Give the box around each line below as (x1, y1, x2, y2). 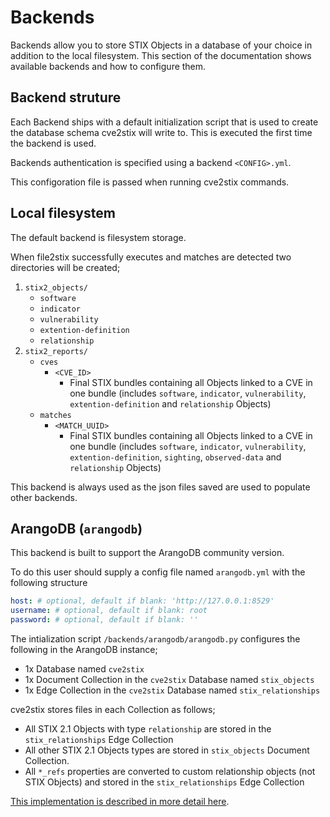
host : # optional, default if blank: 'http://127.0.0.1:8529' (10, 596, 275, 606)
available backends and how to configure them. (10, 60, 207, 72)
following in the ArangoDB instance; (10, 644, 158, 655)
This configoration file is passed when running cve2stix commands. (10, 176, 290, 188)
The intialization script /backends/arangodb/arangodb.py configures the (10, 633, 301, 645)
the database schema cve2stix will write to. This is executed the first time (10, 126, 313, 138)
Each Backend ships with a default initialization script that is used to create (10, 116, 319, 128)
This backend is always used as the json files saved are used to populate (10, 481, 311, 493)
